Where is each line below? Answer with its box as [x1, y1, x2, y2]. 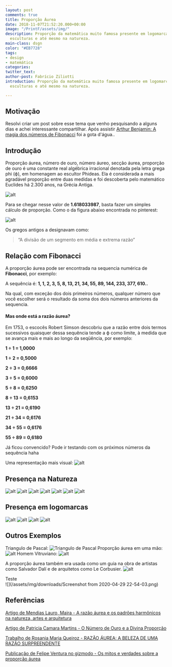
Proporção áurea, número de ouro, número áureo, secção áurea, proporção [5, 160, 165, 166]
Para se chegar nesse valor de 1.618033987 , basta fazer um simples [5, 202, 151, 208]
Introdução [5, 146, 41, 155]
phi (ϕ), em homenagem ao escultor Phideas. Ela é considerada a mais [5, 171, 155, 177]
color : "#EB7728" [5, 46, 42, 51]
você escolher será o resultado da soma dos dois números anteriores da [5, 296, 158, 302]
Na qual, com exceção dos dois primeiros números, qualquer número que [5, 290, 161, 297]
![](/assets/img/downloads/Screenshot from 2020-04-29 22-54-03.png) [5, 581, 159, 587]
